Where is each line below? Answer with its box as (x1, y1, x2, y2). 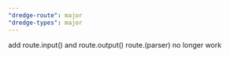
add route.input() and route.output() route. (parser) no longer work (8, 40, 222, 49)
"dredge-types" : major (8, 19, 83, 27)
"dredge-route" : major (8, 11, 83, 20)
